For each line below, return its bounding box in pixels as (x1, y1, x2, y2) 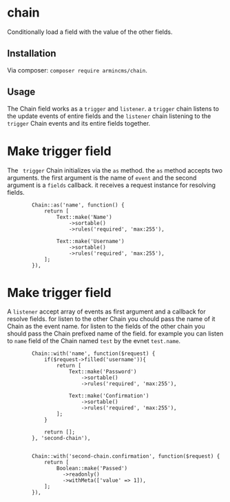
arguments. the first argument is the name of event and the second (7, 173, 197, 182)
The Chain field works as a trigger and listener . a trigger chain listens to (7, 104, 219, 113)
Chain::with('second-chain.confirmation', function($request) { (32, 453, 220, 460)
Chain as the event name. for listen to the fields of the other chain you (7, 322, 205, 331)
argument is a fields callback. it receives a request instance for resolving (7, 181, 216, 189)
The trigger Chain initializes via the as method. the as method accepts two (7, 166, 222, 174)
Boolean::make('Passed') (56, 465, 128, 472)
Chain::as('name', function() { (32, 202, 125, 209)
